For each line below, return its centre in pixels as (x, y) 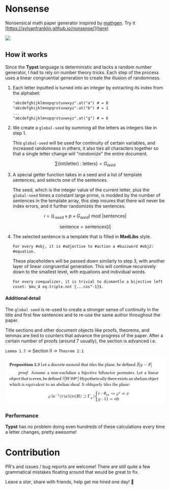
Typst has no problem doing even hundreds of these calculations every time (85, 427)
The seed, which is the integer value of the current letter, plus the (81, 190)
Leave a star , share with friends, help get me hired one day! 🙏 (70, 482)
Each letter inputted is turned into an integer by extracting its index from (88, 87)
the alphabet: (26, 93)
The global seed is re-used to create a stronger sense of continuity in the (82, 309)
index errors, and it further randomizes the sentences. (69, 206)
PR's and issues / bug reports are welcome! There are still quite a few (78, 466)
